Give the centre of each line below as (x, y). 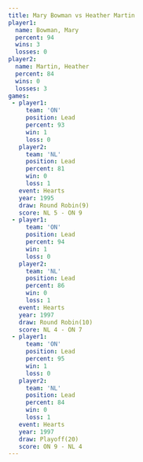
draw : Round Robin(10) (55, 322)
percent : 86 (45, 286)
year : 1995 (37, 198)
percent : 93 (45, 125)
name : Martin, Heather (52, 67)
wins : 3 (28, 45)
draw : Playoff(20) (49, 439)
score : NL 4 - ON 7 (50, 330)
